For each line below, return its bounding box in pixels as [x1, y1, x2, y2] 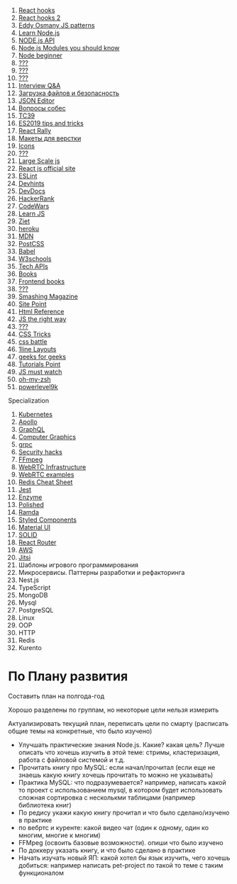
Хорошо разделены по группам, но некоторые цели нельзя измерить [8, 705, 219, 714]
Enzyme [18, 493, 43, 501]
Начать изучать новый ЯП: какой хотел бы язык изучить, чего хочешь [18, 854, 231, 862]
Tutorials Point [18, 360, 61, 368]
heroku [18, 225, 40, 233]
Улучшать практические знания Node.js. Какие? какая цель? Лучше [18, 740, 226, 749]
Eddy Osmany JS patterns [18, 21, 95, 29]
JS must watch [18, 368, 62, 376]
